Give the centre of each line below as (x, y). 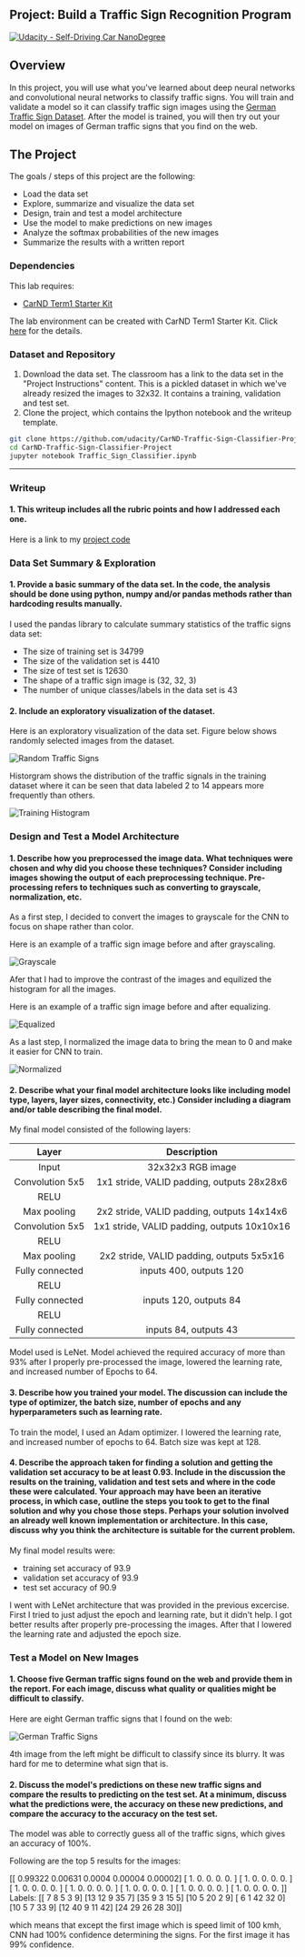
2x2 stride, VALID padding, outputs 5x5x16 (192, 1256)
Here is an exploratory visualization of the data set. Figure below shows (143, 731)
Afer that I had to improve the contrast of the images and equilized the (141, 979)
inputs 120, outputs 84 (192, 1300)
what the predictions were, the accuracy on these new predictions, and (147, 1803)
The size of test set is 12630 (75, 670)
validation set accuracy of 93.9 (80, 1578)
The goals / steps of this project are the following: (102, 176)
